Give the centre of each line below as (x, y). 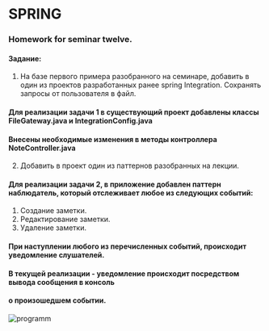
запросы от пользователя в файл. (78, 94)
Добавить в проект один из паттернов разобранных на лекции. (130, 165)
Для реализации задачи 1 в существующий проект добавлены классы (134, 112)
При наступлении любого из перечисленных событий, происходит (128, 246)
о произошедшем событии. (57, 300)
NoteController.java (42, 148)
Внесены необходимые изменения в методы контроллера (113, 139)
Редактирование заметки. (65, 220)
